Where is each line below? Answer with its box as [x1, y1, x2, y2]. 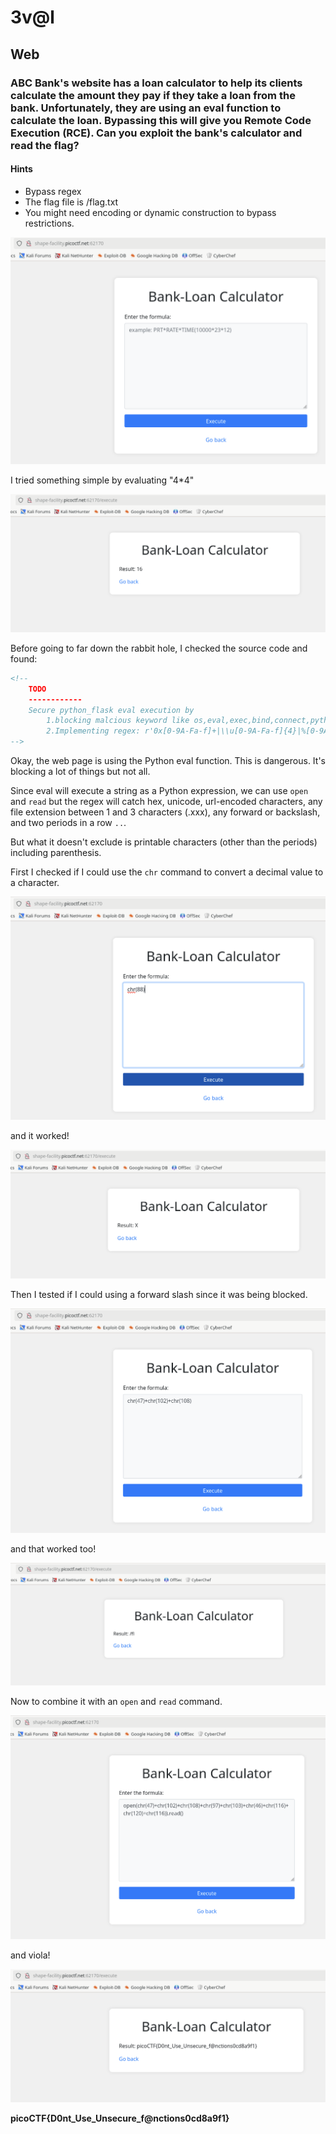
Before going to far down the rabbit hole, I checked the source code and [10, 642, 308, 654]
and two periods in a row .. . [10, 817, 127, 829]
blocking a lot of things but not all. [10, 766, 151, 778]
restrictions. [24, 217, 75, 229]
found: [10, 652, 38, 665]
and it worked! [10, 1130, 70, 1142]
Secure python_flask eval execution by [28, 705, 195, 715]
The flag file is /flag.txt [24, 196, 119, 208]
